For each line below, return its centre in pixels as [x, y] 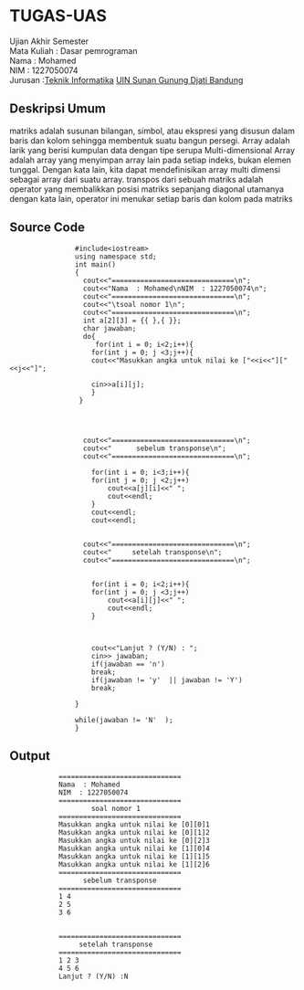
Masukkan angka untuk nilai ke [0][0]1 [134, 825]
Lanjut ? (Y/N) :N [93, 977]
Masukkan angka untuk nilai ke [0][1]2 [134, 833]
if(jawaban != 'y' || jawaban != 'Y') [167, 680]
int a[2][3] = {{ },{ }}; [132, 321]
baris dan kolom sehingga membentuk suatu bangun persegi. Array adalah [150, 140]
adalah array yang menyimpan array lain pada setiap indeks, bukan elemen [151, 160]
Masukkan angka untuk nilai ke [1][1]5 [134, 857]
